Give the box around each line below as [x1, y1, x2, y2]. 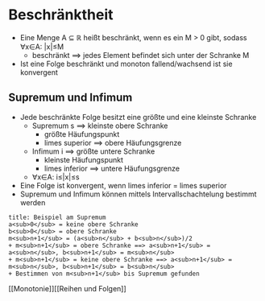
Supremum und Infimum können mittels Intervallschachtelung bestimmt [19, 189, 257, 199]
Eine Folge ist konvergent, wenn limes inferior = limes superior [19, 180, 227, 190]
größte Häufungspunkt [43, 129, 120, 138]
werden [19, 197, 46, 207]
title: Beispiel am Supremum [8, 213, 106, 221]
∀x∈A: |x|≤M [19, 42, 64, 52]
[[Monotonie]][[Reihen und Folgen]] [8, 283, 126, 293]
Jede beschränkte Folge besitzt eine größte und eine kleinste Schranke [19, 112, 257, 122]
